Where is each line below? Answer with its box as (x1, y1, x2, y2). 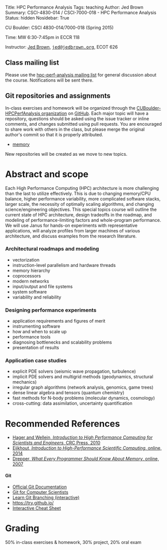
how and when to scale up (12, 329, 67, 335)
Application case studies (5, 357, 67, 364)
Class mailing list (5, 59, 59, 67)
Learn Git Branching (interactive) (12, 494, 80, 500)
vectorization (12, 256, 40, 262)
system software (12, 289, 47, 295)
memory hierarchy (12, 267, 51, 273)
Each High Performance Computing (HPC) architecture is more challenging (5, 185, 159, 191)
